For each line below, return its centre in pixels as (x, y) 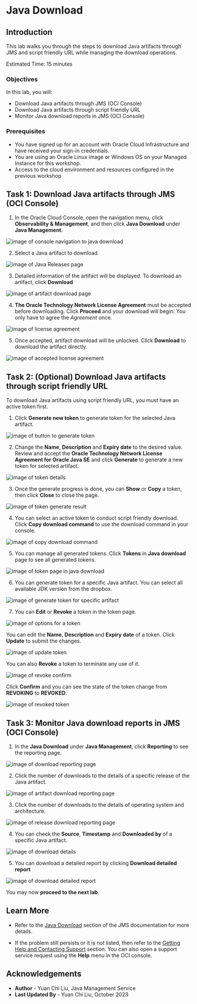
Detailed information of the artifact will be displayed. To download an (98, 276)
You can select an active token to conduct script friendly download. (96, 518)
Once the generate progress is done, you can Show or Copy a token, (98, 489)
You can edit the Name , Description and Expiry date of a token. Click (91, 635)
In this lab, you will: (29, 92)
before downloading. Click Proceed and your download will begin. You (100, 311)
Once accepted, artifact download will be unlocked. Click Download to (100, 341)
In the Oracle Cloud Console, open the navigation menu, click (89, 218)
